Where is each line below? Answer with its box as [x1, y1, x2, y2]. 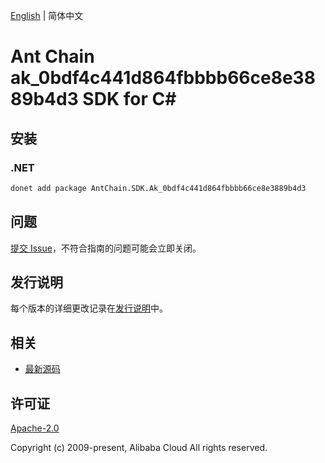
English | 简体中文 [10, 10, 84, 21]
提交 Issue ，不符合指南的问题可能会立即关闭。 [10, 242, 202, 254]
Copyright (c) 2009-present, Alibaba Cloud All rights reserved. [10, 442, 268, 453]
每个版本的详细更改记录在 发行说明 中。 [10, 302, 168, 314]
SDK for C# [82, 88, 177, 111]
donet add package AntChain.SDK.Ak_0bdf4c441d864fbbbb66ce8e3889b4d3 [10, 183, 307, 193]
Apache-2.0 [10, 422, 60, 434]
